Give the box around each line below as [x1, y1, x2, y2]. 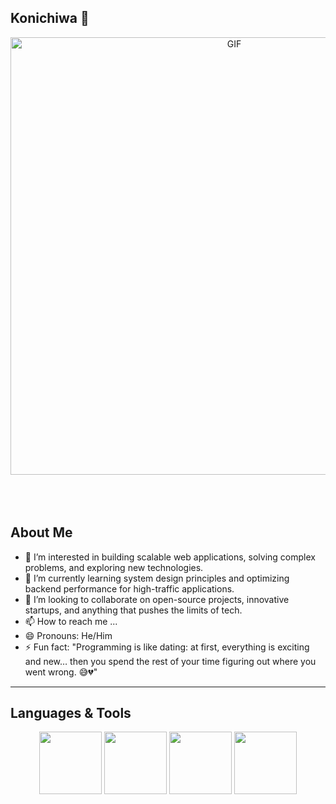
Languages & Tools [10, 705, 132, 722]
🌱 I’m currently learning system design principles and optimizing [24, 572, 290, 584]
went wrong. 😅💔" [24, 666, 98, 678]
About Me [10, 524, 73, 541]
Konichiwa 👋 [10, 10, 90, 27]
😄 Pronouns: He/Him [24, 629, 113, 641]
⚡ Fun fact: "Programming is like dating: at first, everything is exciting [24, 641, 310, 653]
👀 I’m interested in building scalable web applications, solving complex [24, 551, 316, 563]
